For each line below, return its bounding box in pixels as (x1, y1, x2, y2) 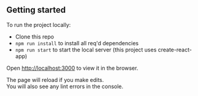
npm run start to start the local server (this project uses (15, 46, 157, 53)
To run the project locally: (6, 21, 71, 28)
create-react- (158, 46, 192, 53)
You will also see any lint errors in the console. (6, 83, 124, 90)
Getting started (6, 5, 66, 15)
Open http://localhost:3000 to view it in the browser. (6, 64, 139, 72)
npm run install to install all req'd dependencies (15, 39, 139, 46)
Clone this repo (15, 33, 54, 40)
